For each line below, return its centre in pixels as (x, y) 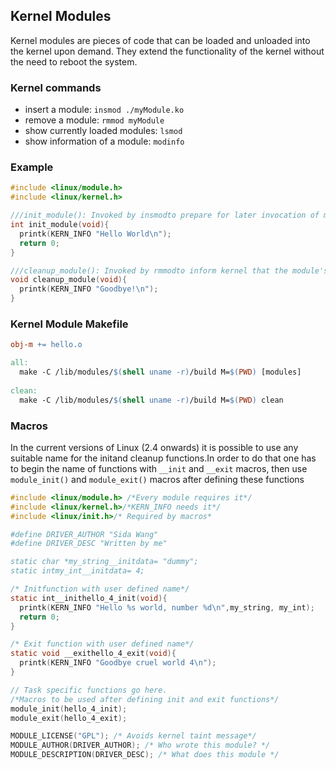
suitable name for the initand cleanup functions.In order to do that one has (163, 458)
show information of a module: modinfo (104, 141)
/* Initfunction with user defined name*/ (100, 589)
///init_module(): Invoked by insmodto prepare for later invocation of (165, 215)
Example (32, 167)
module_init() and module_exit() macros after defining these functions (157, 479)
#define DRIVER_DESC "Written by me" (89, 544)
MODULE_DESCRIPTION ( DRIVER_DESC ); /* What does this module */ (145, 755)
